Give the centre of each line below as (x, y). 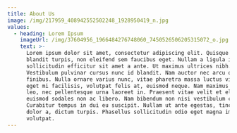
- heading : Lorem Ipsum (48, 33)
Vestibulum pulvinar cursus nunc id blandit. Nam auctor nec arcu (126, 72)
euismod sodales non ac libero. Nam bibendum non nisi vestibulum (126, 99)
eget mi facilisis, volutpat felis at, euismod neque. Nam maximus (127, 86)
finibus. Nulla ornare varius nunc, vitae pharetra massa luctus (124, 79)
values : (19, 27)
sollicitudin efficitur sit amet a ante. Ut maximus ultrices (119, 66)
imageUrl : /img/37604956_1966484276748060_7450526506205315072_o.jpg (124, 40)
